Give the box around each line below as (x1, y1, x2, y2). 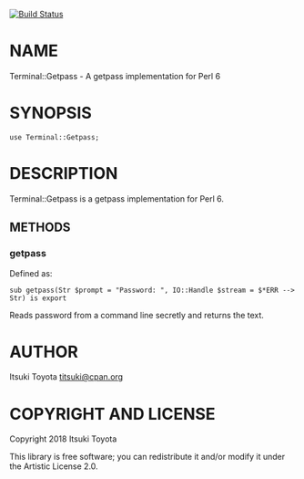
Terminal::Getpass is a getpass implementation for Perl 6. (9, 193, 225, 204)
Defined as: (9, 267, 53, 278)
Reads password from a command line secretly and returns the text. (9, 309, 264, 320)
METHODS (9, 220, 71, 235)
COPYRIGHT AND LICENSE (9, 403, 216, 424)
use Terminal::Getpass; (9, 132, 100, 141)
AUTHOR (9, 341, 79, 362)
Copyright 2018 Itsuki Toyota (9, 433, 117, 444)
